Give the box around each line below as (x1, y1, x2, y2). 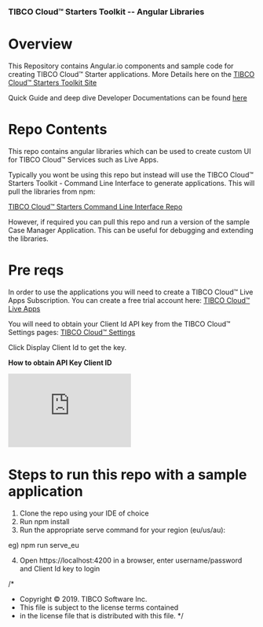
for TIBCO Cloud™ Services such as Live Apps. (8, 155, 159, 164)
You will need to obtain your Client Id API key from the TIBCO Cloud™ (8, 319, 231, 328)
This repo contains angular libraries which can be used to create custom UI (8, 146, 251, 155)
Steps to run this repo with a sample (8, 465, 247, 483)
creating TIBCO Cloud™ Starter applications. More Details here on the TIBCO (8, 69, 255, 78)
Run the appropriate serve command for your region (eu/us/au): (19, 525, 226, 534)
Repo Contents (8, 121, 108, 139)
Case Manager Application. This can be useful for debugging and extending (8, 225, 254, 235)
